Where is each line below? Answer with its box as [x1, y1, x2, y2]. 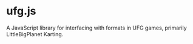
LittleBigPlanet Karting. [6, 30, 64, 37]
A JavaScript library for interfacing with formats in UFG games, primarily [6, 24, 187, 31]
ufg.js [6, 4, 36, 18]
